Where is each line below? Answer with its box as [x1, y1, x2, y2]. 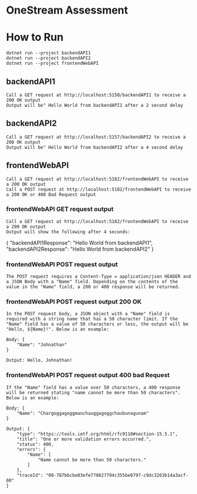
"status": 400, [17, 441, 54, 447]
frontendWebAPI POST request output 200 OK [6, 297, 142, 306]
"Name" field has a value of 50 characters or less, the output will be [6, 321, 189, 328]
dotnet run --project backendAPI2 [6, 55, 91, 61]
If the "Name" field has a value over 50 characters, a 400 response [6, 384, 181, 390]
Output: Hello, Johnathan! [6, 358, 73, 364]
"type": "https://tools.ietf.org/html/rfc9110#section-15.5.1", [17, 431, 178, 437]
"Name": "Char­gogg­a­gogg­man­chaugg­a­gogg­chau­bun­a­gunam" [17, 410, 149, 416]
